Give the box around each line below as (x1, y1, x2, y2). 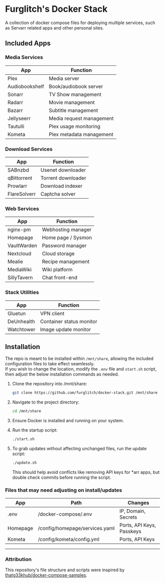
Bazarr (7, 107, 23, 114)
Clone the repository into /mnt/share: (12, 381, 87, 387)
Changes (127, 499, 150, 506)
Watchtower (7, 326, 36, 333)
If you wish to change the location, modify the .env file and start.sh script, (5, 366, 157, 372)
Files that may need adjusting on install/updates (5, 487, 122, 494)
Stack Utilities (5, 289, 39, 296)
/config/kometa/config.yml (37, 536, 100, 543)
